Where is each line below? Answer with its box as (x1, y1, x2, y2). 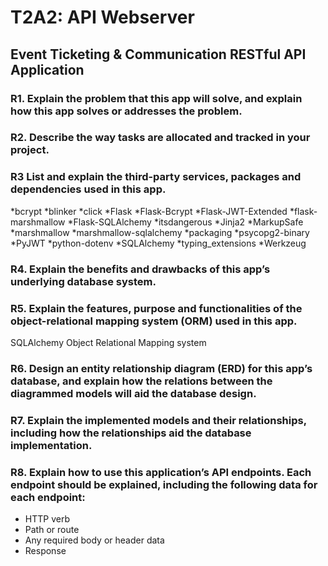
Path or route (24, 524, 80, 536)
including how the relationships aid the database (10, 426, 252, 440)
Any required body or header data (24, 534, 165, 546)
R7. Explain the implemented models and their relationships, (10, 413, 307, 427)
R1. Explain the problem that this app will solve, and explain (10, 91, 303, 105)
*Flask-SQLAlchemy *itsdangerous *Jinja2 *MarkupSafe (67, 216, 304, 228)
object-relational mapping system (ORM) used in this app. (10, 314, 298, 328)
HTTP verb (24, 513, 70, 525)
